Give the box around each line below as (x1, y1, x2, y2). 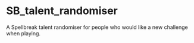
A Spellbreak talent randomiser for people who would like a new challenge (6, 24, 189, 31)
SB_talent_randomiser (6, 4, 118, 18)
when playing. (6, 29, 40, 37)
